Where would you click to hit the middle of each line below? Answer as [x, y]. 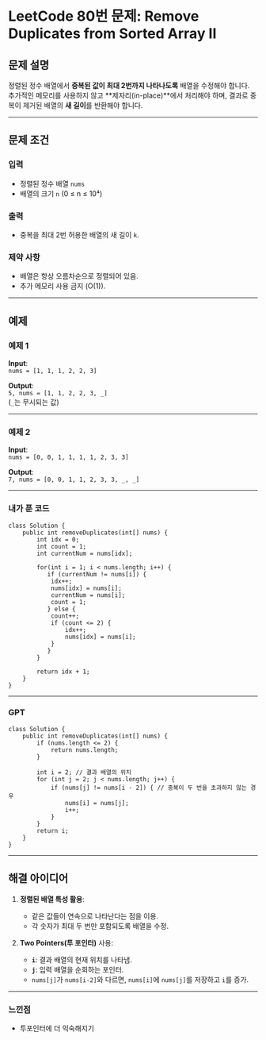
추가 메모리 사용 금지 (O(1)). [63, 286]
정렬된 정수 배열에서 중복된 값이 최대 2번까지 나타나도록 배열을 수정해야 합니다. [129, 85]
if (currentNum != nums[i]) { [97, 574]
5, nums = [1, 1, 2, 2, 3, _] [58, 393]
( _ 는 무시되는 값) [34, 402]
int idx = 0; [58, 539]
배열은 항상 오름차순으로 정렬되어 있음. [79, 276]
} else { [62, 609]
